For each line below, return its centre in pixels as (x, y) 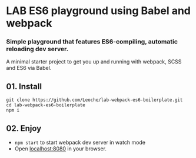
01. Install (24, 86)
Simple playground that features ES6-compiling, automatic (92, 42)
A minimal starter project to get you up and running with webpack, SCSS (94, 62)
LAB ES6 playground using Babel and (99, 11)
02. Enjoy (24, 128)
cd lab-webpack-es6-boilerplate (46, 105)
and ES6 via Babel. (29, 68)
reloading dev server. (37, 49)
